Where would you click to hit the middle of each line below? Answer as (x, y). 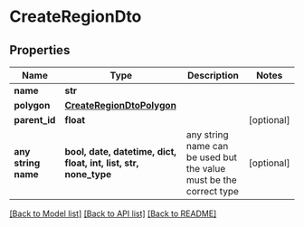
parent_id (35, 120)
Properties (40, 50)
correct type (213, 191)
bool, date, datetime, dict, (121, 151)
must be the (211, 180)
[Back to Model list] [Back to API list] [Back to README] (113, 213)
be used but (212, 157)
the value (206, 169)
